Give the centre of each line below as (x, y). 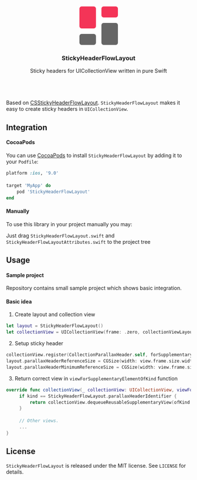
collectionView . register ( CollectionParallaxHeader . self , (77, 355)
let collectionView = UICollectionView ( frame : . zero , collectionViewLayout (101, 332)
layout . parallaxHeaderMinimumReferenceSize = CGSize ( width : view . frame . (97, 367)
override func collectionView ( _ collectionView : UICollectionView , (90, 390)
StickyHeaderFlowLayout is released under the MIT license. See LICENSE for (96, 465)
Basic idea (19, 301)
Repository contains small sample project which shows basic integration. (94, 288)
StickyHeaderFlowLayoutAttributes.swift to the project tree (78, 241)
